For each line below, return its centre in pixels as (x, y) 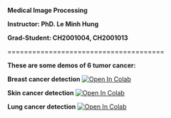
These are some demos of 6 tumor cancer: (72, 65)
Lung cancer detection (42, 107)
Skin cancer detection (41, 93)
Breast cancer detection (44, 79)
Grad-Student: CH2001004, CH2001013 (68, 38)
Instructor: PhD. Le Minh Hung (53, 24)
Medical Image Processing (47, 10)
